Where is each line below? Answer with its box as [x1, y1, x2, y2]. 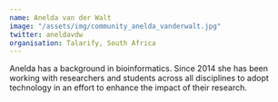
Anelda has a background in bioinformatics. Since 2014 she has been [9, 63, 269, 74]
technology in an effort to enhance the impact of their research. [9, 82, 248, 93]
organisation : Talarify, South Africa [9, 38, 156, 48]
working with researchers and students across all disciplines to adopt [9, 73, 270, 84]
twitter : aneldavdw [9, 30, 84, 39]
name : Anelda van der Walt [9, 13, 112, 23]
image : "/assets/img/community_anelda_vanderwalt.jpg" [9, 22, 222, 31]
